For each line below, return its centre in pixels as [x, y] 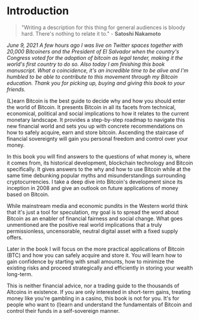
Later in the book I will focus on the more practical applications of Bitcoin [96, 249]
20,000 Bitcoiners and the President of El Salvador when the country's [93, 51]
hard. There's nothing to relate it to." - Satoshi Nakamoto [91, 33]
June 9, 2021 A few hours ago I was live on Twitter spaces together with [95, 45]
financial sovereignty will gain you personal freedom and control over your [97, 138]
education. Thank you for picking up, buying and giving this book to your [96, 83]
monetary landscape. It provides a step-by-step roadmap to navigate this [96, 119]
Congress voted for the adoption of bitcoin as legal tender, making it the [95, 58]
